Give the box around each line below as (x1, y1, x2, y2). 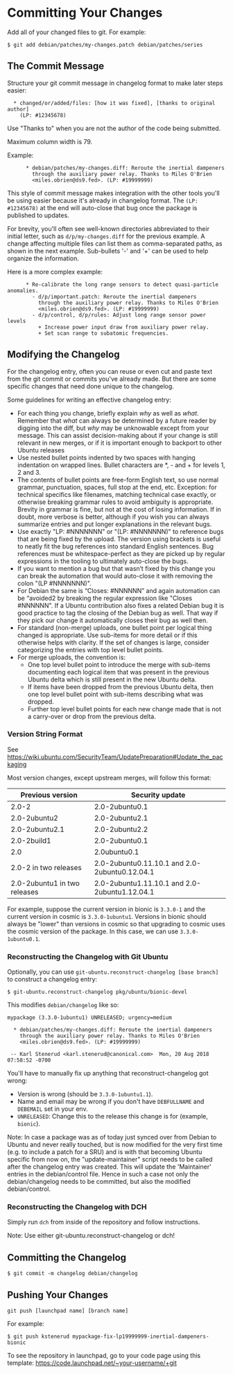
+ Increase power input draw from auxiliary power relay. (37, 324, 209, 331)
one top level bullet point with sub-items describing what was (27, 690, 203, 698)
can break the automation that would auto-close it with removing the (17, 571, 213, 580)
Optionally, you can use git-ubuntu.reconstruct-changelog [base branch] (7, 968, 219, 976)
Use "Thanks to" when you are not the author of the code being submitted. (7, 124, 221, 132)
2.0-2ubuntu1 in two (10, 878, 80, 888)
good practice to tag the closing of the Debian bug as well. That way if (17, 608, 218, 617)
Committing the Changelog (7, 1251, 127, 1263)
